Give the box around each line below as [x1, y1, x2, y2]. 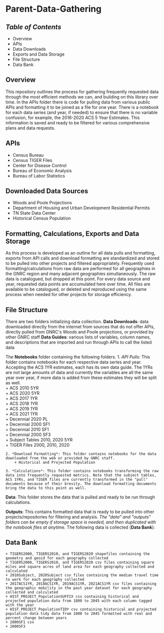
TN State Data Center [12, 210, 56, 216]
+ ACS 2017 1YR [5, 396, 38, 401]
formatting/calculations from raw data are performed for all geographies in [5, 266, 156, 272]
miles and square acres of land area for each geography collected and [5, 564, 154, 569]
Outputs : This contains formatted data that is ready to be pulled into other [5, 509, 155, 515]
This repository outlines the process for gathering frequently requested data [5, 89, 159, 95]
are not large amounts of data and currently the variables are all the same [5, 370, 153, 376]
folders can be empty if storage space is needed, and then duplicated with [5, 519, 156, 525]
